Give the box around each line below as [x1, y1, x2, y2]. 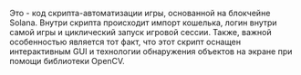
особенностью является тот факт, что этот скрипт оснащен [9, 36, 242, 47]
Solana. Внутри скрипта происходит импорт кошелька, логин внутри [9, 17, 277, 28]
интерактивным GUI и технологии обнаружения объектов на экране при [9, 46, 293, 57]
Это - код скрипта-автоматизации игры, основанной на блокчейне [9, 8, 271, 18]
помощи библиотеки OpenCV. [9, 56, 125, 66]
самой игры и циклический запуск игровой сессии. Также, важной [9, 27, 272, 37]
